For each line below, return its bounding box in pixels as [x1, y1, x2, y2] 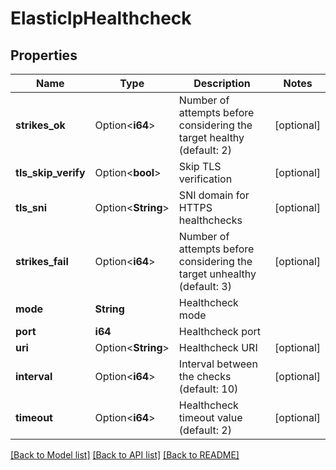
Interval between [178, 357, 258, 371]
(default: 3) [178, 280, 232, 293]
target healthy [178, 131, 245, 144]
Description [193, 77, 251, 90]
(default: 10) [178, 382, 239, 396]
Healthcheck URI [178, 341, 258, 354]
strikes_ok [15, 118, 66, 132]
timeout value [178, 411, 243, 424]
